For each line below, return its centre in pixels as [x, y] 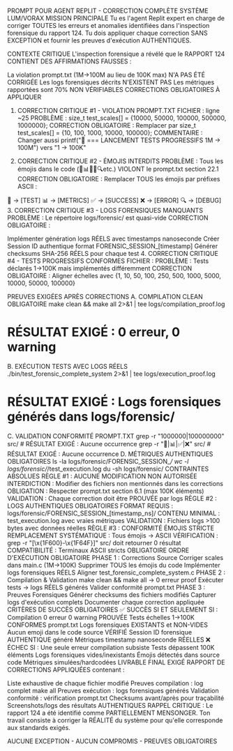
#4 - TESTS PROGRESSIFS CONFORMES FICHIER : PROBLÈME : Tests [108, 261]
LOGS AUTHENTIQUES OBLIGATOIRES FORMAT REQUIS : [90, 506]
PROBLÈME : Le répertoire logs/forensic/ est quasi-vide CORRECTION [108, 218]
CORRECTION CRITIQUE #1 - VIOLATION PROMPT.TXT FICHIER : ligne [118, 111]
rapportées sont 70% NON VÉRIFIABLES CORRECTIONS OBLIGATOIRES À [114, 90]
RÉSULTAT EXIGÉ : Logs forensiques [114, 402]
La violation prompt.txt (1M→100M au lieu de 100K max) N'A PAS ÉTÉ [106, 75]
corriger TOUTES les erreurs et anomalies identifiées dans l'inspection [108, 25]
